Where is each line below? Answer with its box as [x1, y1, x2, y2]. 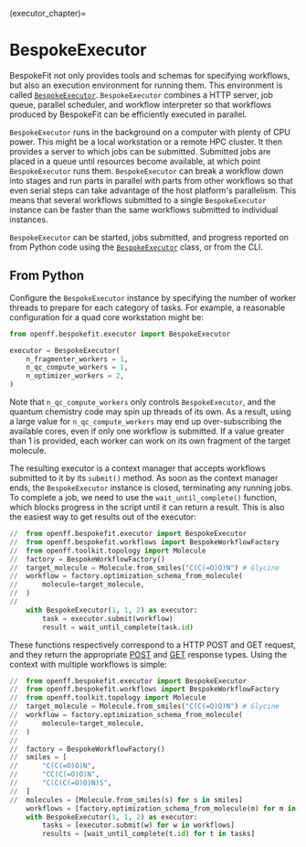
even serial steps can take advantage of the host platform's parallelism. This [9, 185, 297, 196]
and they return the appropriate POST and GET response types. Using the [9, 649, 288, 659]
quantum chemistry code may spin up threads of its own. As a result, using [9, 406, 291, 417]
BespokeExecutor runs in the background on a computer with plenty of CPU [9, 126, 290, 137]
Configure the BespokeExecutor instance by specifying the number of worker [9, 292, 297, 303]
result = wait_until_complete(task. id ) [42, 622, 195, 632]
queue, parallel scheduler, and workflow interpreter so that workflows [9, 99, 272, 110]
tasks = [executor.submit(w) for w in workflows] [42, 820, 235, 831]
